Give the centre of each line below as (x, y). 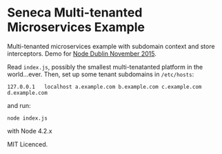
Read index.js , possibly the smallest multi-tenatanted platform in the (105, 67)
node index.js (28, 118)
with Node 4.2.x (30, 131)
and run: (19, 105)
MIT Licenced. (28, 144)
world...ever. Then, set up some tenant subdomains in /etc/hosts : (101, 74)
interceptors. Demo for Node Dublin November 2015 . (82, 54)
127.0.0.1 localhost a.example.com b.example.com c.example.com (104, 87)
